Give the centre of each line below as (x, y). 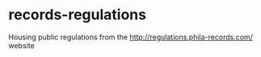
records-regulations (78, 15)
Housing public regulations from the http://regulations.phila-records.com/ (130, 37)
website (21, 45)
